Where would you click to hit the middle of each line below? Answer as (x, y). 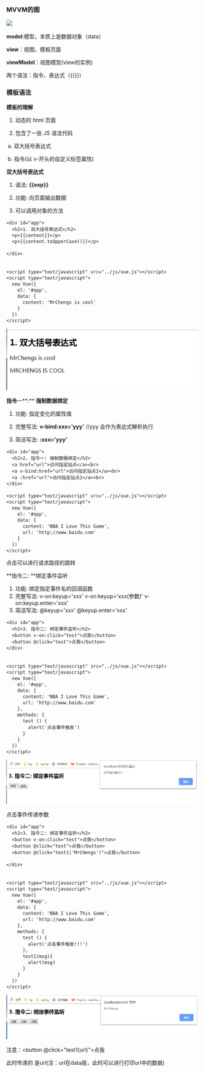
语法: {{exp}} (32, 184)
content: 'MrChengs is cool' (59, 302)
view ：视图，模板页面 (34, 49)
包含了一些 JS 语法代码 (44, 133)
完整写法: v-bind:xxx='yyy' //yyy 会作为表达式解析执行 (84, 426)
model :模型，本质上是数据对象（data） (55, 37)
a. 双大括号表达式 (29, 146)
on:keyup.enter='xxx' (42, 603)
